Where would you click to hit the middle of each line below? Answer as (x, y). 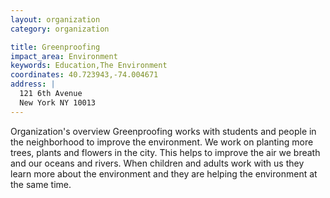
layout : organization (55, 19)
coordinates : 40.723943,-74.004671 (84, 75)
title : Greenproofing (55, 47)
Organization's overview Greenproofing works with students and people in (163, 131)
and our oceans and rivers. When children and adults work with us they (157, 163)
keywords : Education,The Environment (89, 66)
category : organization (60, 29)
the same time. (41, 184)
